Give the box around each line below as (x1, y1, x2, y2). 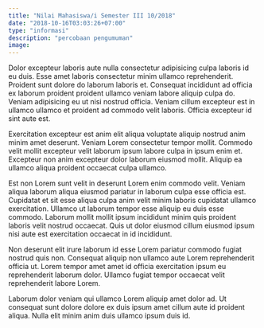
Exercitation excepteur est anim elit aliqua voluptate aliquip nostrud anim (8, 129, 247, 139)
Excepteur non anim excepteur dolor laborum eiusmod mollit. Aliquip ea (8, 154, 243, 164)
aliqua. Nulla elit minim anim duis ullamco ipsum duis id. (8, 311, 191, 321)
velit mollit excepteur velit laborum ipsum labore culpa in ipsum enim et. (8, 146, 243, 156)
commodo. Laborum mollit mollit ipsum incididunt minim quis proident (8, 213, 236, 222)
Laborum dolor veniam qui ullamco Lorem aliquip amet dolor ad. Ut (8, 294, 227, 303)
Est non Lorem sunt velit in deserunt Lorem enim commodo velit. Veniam (8, 178, 246, 188)
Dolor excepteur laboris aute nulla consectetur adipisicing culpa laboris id (8, 63, 249, 72)
